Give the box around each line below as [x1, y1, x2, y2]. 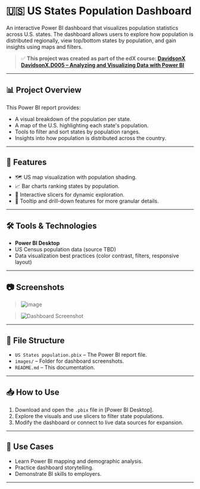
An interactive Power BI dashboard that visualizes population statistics [6, 24, 179, 31]
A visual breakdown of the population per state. [14, 115, 132, 123]
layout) [14, 258, 32, 266]
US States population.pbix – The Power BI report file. [14, 351, 147, 358]
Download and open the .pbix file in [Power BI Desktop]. [14, 406, 154, 413]
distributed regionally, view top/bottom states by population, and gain [6, 37, 177, 44]
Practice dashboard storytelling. [14, 463, 94, 471]
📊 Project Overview [6, 85, 82, 95]
